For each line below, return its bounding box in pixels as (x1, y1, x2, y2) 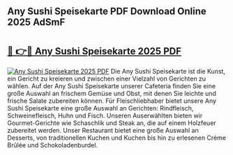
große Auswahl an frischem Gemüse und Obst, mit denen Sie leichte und (7, 90, 216, 97)
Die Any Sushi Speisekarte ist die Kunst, (110, 67, 225, 75)
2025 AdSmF (7, 17, 66, 28)
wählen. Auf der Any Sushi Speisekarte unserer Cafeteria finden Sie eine (7, 82, 216, 90)
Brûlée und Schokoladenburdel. (7, 141, 98, 149)
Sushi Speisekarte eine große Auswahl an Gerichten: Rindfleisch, (7, 104, 194, 112)
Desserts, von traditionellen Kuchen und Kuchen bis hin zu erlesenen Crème (7, 133, 227, 142)
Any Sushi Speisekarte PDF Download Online (7, 6, 207, 17)
